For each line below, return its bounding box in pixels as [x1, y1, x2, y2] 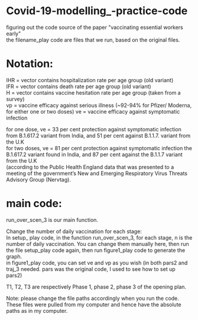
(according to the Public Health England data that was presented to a [6, 163, 174, 170]
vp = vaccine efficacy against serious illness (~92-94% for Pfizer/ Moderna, [6, 102, 192, 109]
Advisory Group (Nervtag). [6, 176, 71, 183]
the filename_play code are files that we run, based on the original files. [6, 36, 180, 43]
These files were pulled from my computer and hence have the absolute [6, 300, 181, 308]
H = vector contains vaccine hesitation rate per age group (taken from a [6, 89, 181, 96]
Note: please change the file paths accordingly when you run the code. [6, 295, 179, 302]
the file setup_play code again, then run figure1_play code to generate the [6, 247, 186, 254]
